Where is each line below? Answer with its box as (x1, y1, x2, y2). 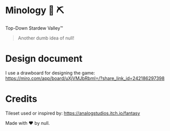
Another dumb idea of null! (17, 35, 74, 41)
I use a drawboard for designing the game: (5, 70, 95, 76)
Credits (5, 93, 37, 105)
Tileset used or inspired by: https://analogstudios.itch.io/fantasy (5, 110, 140, 116)
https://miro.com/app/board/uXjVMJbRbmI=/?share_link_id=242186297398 (5, 75, 165, 81)
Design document (5, 53, 83, 64)
